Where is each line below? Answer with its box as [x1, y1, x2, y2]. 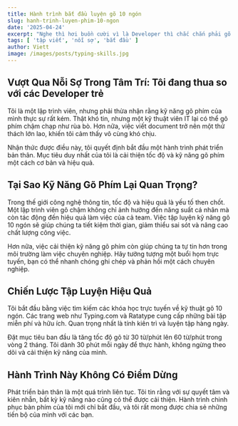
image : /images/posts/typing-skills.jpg [7, 51, 130, 58]
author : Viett [7, 43, 50, 51]
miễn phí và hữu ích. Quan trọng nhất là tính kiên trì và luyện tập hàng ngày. [7, 319, 229, 328]
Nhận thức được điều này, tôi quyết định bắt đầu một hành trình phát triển [7, 143, 224, 152]
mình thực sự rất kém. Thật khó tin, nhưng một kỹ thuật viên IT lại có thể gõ [7, 114, 228, 123]
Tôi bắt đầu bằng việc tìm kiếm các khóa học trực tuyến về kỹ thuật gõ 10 [7, 304, 222, 313]
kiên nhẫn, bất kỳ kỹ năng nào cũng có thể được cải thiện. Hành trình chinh [7, 395, 228, 404]
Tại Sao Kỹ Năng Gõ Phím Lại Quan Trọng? [7, 179, 198, 191]
